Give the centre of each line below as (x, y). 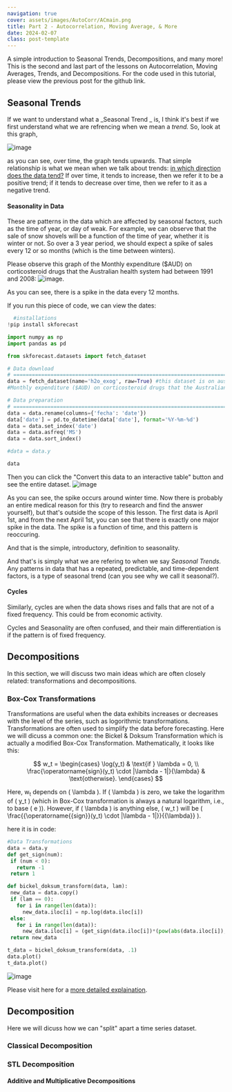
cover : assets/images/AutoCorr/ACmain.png (69, 20)
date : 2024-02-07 (32, 33)
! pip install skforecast (43, 325)
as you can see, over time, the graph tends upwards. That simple (99, 160)
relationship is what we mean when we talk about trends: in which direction (114, 168)
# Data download (30, 368)
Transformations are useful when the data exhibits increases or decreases (113, 714)
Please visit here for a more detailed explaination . (77, 990)
